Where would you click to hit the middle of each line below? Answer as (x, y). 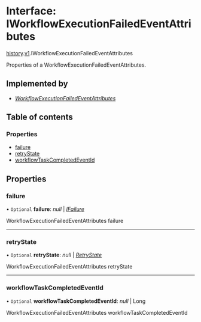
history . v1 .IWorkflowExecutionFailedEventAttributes (70, 53)
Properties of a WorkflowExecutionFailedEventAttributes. (76, 65)
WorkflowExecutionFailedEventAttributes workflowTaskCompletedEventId (97, 312)
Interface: (31, 11)
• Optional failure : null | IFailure (45, 209)
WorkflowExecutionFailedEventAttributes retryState (69, 267)
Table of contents (39, 117)
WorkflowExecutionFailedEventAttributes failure (65, 221)
